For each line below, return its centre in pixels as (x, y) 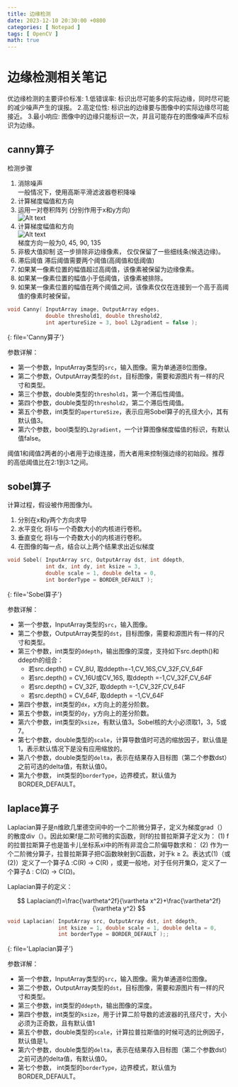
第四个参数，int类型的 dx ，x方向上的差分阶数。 (85, 704)
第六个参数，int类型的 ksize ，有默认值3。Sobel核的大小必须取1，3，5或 (122, 722)
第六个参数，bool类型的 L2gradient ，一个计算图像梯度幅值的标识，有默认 (124, 429)
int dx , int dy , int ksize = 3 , (93, 567)
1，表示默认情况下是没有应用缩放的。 (72, 749)
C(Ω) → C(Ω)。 (57, 871)
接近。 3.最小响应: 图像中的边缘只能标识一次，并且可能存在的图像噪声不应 (115, 116)
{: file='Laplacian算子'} (40, 949)
